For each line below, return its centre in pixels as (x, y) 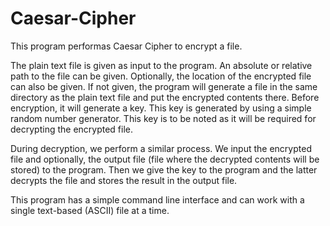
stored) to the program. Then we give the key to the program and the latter (164, 169)
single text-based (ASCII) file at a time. (90, 210)
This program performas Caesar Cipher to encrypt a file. (126, 46)
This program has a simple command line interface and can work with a (157, 199)
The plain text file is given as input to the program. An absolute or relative (161, 65)
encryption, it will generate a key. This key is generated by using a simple (161, 108)
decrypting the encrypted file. (72, 129)
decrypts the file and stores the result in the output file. (124, 180)
